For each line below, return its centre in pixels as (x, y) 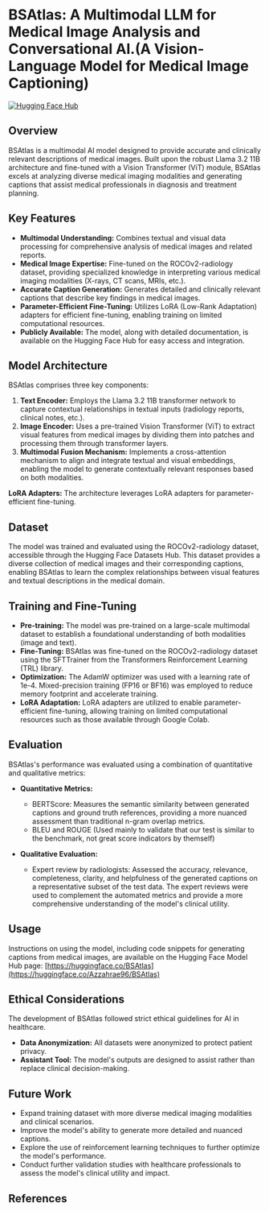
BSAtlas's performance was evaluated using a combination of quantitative (130, 764)
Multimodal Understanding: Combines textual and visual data (123, 238)
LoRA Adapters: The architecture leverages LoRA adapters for (112, 494)
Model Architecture (58, 365)
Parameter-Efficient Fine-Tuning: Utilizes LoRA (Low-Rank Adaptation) (139, 306)
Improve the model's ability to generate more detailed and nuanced (131, 1130)
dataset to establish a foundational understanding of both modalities (133, 634)
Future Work (40, 1094)
